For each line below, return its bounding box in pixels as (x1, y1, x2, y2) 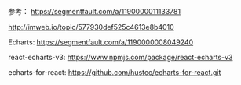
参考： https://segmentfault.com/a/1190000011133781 (8, 7, 181, 16)
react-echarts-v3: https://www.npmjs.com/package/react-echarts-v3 (8, 53, 233, 62)
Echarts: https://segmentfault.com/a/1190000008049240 (8, 37, 194, 47)
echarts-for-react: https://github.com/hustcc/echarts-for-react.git (8, 68, 221, 76)
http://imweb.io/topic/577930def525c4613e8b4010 (8, 23, 174, 31)
